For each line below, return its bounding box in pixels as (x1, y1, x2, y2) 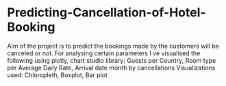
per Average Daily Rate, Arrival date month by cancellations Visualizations (7, 63, 216, 72)
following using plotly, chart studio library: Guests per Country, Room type (7, 56, 216, 64)
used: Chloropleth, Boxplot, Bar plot (7, 70, 108, 79)
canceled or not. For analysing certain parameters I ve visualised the (7, 49, 201, 57)
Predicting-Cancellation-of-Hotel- (7, 5, 207, 20)
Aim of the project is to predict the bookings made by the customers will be (7, 42, 219, 50)
